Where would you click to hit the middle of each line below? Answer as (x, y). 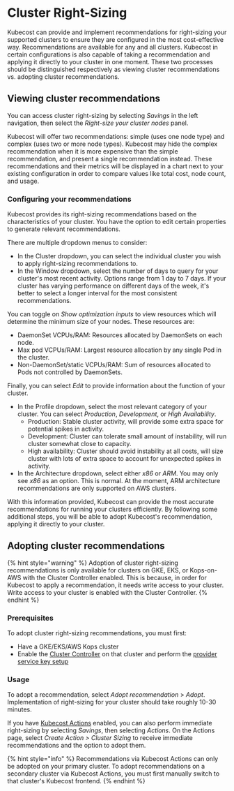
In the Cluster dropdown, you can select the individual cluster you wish (119, 256)
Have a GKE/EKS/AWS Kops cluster (68, 646)
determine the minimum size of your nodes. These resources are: (101, 322)
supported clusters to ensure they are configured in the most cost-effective (116, 39)
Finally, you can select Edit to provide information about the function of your (116, 386)
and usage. (23, 181)
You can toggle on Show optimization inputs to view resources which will (112, 314)
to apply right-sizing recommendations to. (77, 264)
